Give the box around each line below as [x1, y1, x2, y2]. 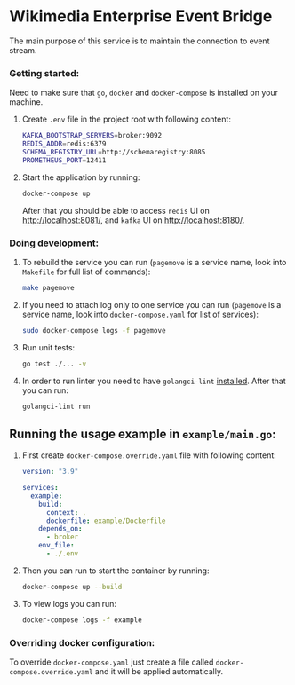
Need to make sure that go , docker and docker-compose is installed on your [9, 87, 278, 98]
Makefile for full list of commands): [21, 266, 151, 277]
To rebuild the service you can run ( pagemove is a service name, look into [21, 256, 287, 267]
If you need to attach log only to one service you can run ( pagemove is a [21, 299, 282, 310]
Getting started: [9, 67, 80, 79]
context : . [45, 508, 87, 516]
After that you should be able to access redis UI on [21, 205, 211, 216]
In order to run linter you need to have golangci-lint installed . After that [21, 375, 286, 386]
